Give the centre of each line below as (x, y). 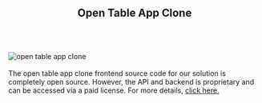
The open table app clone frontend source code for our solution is (117, 73)
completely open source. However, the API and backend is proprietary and (131, 81)
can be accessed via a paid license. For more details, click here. (114, 90)
